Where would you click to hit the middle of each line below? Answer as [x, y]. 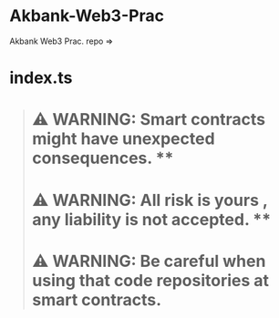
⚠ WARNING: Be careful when [149, 261]
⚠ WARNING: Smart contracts [149, 120]
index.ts [41, 78]
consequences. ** [103, 158]
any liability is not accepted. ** [151, 219]
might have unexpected [124, 139]
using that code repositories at [150, 280]
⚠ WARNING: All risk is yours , [150, 200]
